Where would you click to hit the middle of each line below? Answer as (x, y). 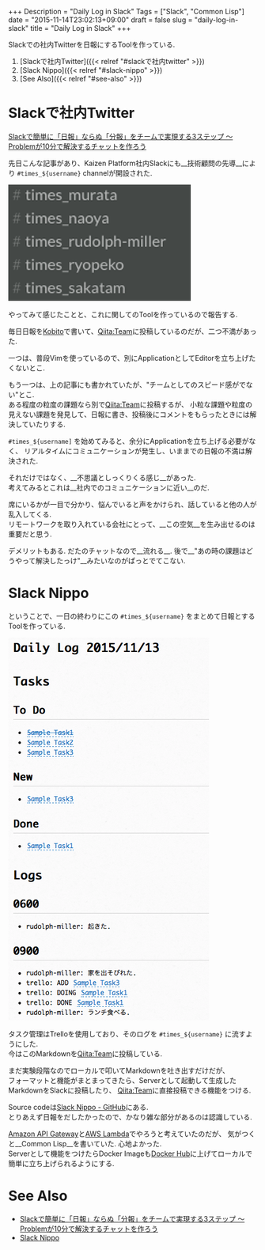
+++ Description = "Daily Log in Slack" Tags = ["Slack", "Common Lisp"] (127, 11)
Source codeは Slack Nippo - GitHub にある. (78, 1107)
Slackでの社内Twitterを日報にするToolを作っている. (92, 44)
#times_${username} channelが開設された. (85, 172)
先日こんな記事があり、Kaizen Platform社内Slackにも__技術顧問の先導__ (125, 163)
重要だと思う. (30, 534)
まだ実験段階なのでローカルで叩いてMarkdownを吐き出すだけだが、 (119, 1070)
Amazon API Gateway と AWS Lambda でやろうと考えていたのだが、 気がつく (132, 1134)
